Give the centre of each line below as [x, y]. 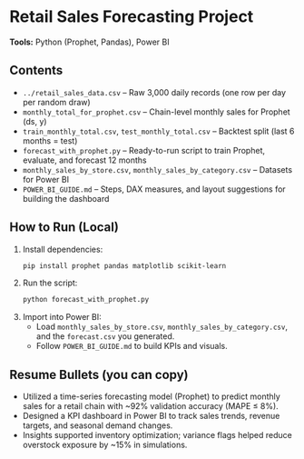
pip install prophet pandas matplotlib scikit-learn [124, 265]
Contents [36, 70]
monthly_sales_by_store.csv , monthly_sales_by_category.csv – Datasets [157, 169]
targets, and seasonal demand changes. [98, 425]
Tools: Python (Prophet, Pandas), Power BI [89, 42]
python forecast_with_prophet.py [86, 300]
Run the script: [50, 283]
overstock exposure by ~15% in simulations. [105, 445]
